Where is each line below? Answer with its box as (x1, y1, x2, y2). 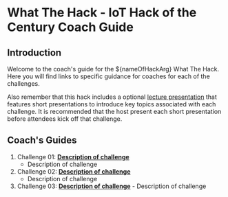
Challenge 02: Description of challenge (17, 167, 131, 176)
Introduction (7, 47, 62, 58)
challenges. (7, 80, 40, 87)
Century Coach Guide (7, 19, 134, 35)
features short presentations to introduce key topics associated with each (7, 100, 216, 108)
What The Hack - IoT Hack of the (7, 5, 197, 21)
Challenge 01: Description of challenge (17, 152, 129, 161)
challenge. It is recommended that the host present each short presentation (7, 108, 222, 115)
